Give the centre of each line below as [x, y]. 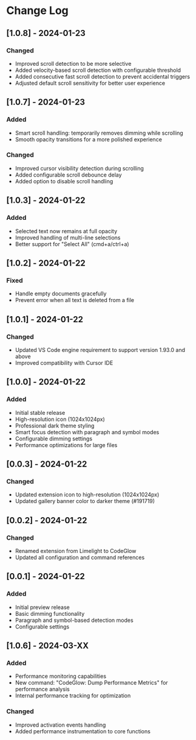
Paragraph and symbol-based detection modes [74, 620]
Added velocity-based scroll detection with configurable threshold [98, 70]
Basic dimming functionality [50, 613]
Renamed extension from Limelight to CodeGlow [76, 551]
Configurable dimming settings [54, 439]
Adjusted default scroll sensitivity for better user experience [90, 83]
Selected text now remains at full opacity [66, 231]
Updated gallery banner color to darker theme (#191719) [85, 501]
